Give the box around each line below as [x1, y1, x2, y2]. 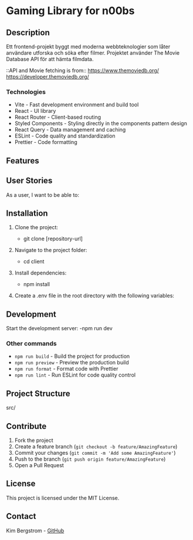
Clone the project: [14, 224, 59, 231]
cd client [23, 258, 45, 265]
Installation [6, 208, 48, 218]
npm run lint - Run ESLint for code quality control [14, 371, 136, 378]
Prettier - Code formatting [14, 139, 77, 146]
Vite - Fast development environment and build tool [14, 101, 139, 108]
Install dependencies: [14, 269, 67, 277]
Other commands [6, 340, 57, 348]
